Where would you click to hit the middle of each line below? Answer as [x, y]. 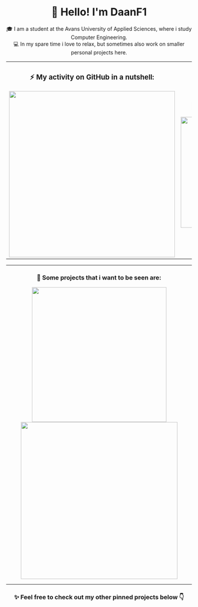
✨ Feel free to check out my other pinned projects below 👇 [99, 598]
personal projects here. [99, 52]
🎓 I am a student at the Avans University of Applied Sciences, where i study [99, 28]
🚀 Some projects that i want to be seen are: [99, 277]
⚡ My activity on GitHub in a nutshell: [92, 77]
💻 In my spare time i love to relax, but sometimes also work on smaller [99, 44]
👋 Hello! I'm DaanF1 [99, 12]
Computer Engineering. [99, 37]
